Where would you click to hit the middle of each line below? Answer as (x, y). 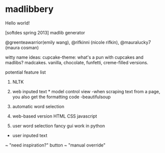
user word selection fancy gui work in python (59, 126)
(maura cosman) (22, 47)
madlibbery (29, 9)
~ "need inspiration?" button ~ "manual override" (55, 145)
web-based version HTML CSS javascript (55, 116)
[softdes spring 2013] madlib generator (45, 32)
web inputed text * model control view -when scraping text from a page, (86, 91)
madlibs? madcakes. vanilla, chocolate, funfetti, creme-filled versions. (77, 62)
